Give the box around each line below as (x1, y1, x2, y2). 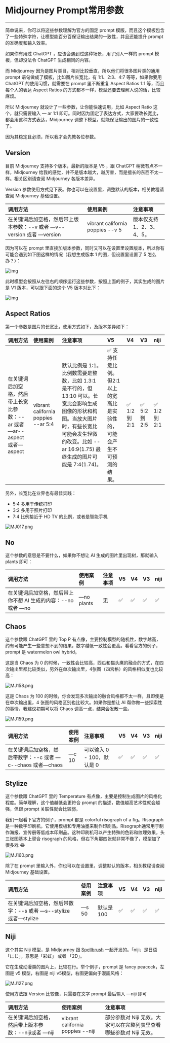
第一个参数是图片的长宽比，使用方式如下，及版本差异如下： (5, 323, 130, 330)
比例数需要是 (61, 369, 93, 376)
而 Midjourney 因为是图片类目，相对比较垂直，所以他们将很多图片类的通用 (5, 67, 160, 74)
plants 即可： (5, 559, 33, 565)
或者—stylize (8, 915, 39, 922)
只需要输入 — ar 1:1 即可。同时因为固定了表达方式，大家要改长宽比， (18, 110, 161, 116)
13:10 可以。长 (61, 392, 99, 399)
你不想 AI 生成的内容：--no (8, 597, 74, 604)
